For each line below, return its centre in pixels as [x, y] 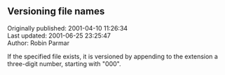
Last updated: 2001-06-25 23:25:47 [59, 35]
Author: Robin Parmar [39, 43]
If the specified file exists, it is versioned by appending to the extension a [113, 56]
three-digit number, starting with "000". [64, 64]
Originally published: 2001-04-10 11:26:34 [68, 28]
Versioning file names [56, 11]
